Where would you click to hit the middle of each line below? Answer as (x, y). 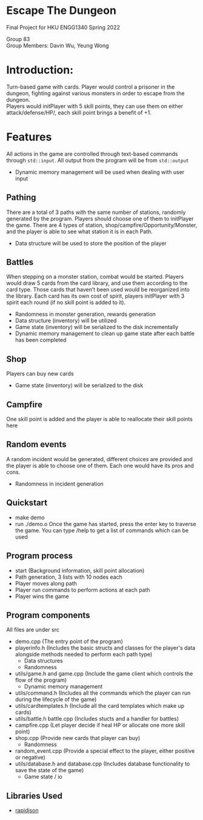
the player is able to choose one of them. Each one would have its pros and (100, 465)
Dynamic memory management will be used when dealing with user (100, 172)
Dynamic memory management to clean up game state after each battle (105, 333)
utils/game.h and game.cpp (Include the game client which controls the (104, 674)
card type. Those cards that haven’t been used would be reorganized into (98, 290)
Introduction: (40, 70)
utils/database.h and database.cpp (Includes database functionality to (102, 764)
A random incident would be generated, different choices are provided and (99, 459)
